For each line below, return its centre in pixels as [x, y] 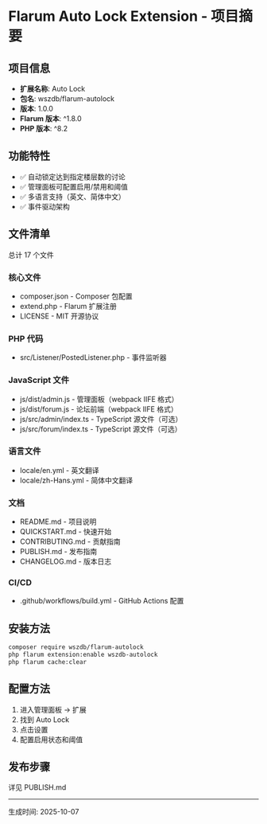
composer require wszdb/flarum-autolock [76, 647]
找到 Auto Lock [44, 719]
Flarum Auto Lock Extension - [108, 16]
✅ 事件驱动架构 [44, 206]
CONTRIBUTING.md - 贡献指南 [70, 541]
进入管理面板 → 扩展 [53, 709]
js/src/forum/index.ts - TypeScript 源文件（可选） [101, 429]
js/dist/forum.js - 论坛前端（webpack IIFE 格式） [99, 409]
